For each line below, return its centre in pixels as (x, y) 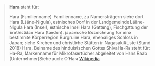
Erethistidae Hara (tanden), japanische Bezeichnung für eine (70, 32)
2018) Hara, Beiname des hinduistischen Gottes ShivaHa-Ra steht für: (79, 48)
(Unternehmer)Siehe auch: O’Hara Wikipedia (54, 58)
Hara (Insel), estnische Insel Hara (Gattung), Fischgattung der (86, 27)
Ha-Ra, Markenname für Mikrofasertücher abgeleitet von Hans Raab (78, 53)
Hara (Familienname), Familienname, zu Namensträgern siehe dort (76, 16)
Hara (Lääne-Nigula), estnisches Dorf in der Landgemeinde (69, 22)
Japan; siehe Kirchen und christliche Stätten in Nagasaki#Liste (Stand (80, 43)
